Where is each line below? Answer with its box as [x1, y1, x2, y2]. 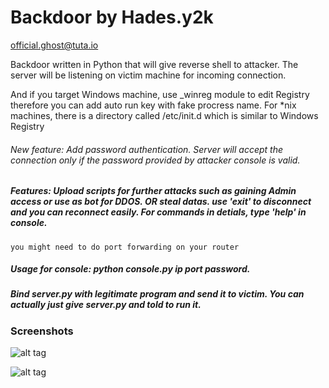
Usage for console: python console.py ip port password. [10, 263, 251, 275]
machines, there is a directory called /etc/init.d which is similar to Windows [10, 109, 319, 121]
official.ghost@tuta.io [10, 39, 99, 51]
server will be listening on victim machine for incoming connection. [10, 69, 287, 81]
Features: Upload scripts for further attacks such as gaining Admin [10, 185, 297, 197]
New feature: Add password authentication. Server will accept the [10, 143, 284, 155]
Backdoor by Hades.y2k [10, 6, 214, 29]
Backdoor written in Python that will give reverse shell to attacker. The [10, 58, 299, 70]
